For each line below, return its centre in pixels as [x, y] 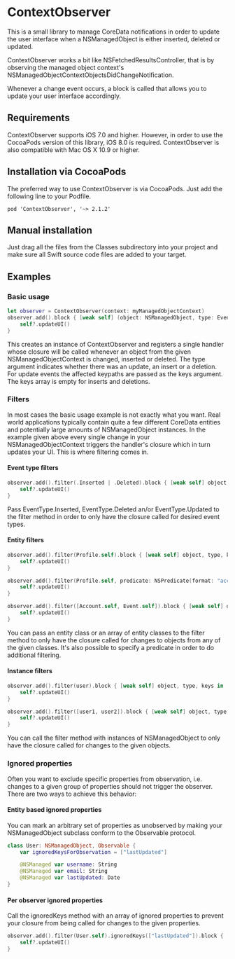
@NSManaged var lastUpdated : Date [70, 878]
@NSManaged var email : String [64, 871]
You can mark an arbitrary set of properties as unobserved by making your [115, 825]
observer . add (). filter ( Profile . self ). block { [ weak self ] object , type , [115, 555]
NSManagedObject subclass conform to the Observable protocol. [101, 833]
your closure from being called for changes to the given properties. [104, 923]
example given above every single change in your [79, 437]
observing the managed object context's [66, 67]
